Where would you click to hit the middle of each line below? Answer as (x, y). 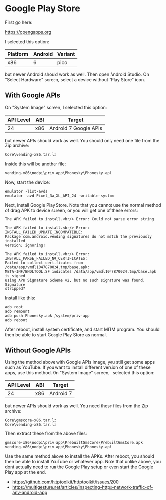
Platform (18, 54)
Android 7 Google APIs (76, 128)
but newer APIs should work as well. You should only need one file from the (82, 140)
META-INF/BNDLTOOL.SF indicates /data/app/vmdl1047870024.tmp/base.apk (81, 271)
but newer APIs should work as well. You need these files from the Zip (77, 406)
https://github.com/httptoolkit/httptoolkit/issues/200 (65, 482)
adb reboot (16, 320)
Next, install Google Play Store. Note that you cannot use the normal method (83, 205)
